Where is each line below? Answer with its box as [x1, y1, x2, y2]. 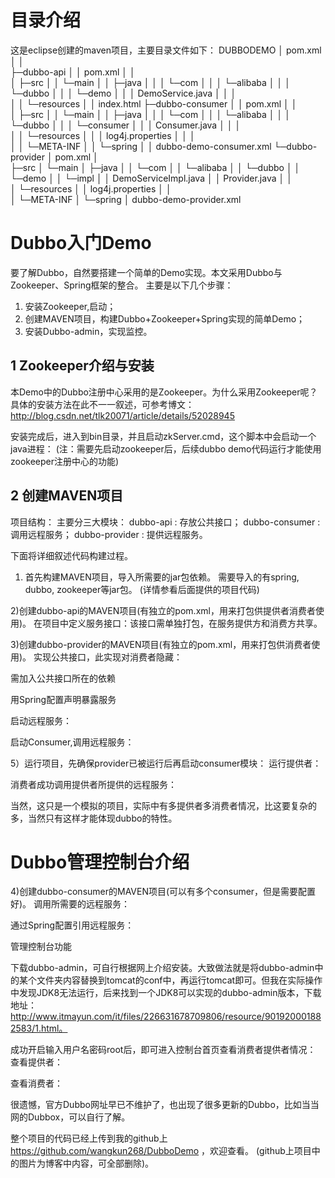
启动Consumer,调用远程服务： [10, 736, 135, 748]
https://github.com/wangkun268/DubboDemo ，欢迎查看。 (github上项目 [10, 1145, 312, 1157]
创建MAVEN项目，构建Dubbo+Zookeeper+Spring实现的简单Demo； [24, 312, 306, 325]
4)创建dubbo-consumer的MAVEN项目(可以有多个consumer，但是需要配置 [10, 886, 317, 898]
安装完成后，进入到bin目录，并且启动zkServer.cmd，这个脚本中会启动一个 [10, 430, 317, 442]
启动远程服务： [10, 714, 72, 726]
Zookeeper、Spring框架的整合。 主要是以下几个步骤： [10, 279, 234, 291]
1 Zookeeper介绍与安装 [10, 357, 155, 375]
